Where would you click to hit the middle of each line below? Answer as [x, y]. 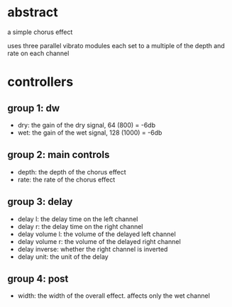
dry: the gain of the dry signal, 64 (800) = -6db [87, 125]
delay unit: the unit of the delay [63, 257]
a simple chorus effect [40, 32]
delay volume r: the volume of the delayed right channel [99, 241]
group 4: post [38, 278]
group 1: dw [34, 108]
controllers [40, 82]
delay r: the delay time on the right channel [80, 226]
